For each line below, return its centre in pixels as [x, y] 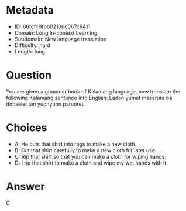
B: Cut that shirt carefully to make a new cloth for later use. [85, 150]
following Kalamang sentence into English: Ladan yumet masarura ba [89, 98]
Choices [27, 128]
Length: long [30, 51]
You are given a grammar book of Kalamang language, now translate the [93, 91]
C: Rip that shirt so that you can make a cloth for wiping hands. [90, 156]
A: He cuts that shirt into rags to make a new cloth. [75, 144]
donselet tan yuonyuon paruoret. [46, 104]
